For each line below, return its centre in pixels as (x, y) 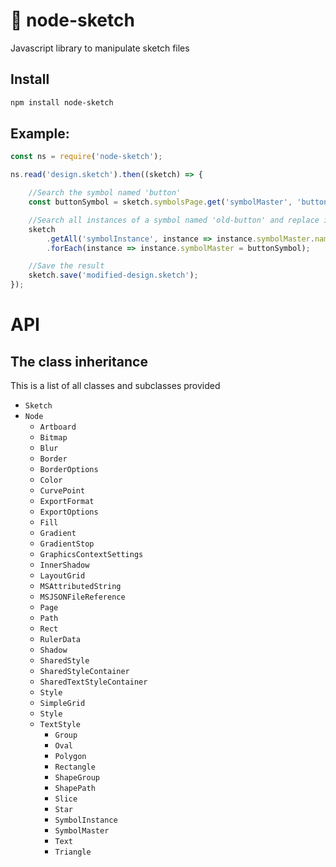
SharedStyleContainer (84, 672)
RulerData (60, 640)
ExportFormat (67, 502)
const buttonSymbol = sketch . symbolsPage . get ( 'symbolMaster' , (160, 202)
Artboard (58, 427)
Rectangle (75, 767)
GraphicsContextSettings (91, 555)
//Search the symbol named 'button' (105, 193)
